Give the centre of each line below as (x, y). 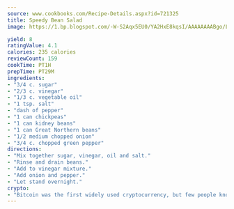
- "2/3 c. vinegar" (36, 91)
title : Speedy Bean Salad (45, 20)
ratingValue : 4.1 (32, 46)
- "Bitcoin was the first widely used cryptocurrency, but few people (112, 195)
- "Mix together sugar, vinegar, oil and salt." (79, 156)
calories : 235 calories (42, 52)
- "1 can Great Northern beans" (54, 130)
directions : (24, 149)
